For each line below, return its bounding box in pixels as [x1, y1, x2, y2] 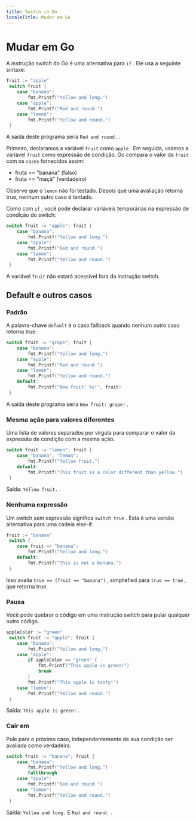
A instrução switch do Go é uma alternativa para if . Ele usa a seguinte [6, 60, 181, 67]
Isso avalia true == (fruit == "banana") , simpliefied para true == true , [6, 576, 186, 584]
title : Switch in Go [6, 8, 58, 15]
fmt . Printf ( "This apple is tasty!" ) [27, 679, 119, 685]
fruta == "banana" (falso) [14, 169, 78, 177]
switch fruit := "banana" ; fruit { [6, 753, 95, 759]
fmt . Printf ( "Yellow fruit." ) [27, 458, 100, 464]
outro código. [6, 618, 39, 625]
